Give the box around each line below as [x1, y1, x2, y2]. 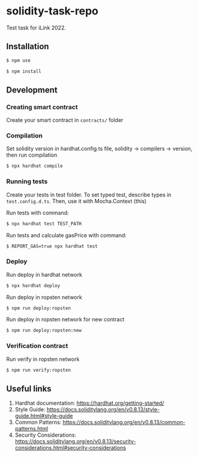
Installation [6, 41, 49, 52]
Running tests [6, 177, 48, 186]
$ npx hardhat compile [6, 163, 63, 169]
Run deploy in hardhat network [6, 271, 83, 278]
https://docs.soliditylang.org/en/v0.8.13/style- [46, 406, 160, 413]
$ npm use [6, 57, 31, 64]
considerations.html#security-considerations [14, 444, 127, 452]
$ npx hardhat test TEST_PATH [6, 220, 82, 226]
